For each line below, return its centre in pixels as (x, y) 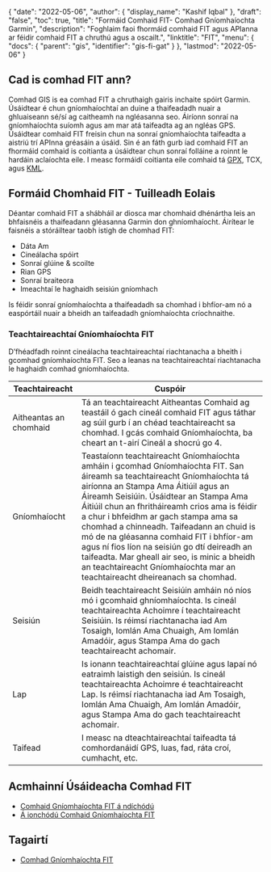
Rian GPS (35, 272)
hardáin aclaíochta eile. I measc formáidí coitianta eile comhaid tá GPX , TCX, (135, 159)
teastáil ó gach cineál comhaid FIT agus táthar (169, 412)
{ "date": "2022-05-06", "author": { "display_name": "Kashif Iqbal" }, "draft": (135, 12)
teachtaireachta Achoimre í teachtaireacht (161, 610)
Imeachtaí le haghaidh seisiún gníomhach (89, 289)
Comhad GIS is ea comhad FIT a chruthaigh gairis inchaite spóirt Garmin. (129, 99)
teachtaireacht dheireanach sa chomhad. (159, 577)
